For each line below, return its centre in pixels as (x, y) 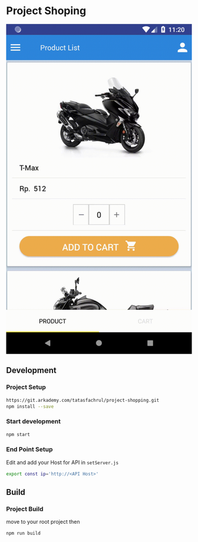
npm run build (24, 533)
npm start (18, 434)
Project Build (25, 509)
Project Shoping (46, 11)
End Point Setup (29, 450)
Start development (33, 421)
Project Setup (26, 387)
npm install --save (30, 406)
